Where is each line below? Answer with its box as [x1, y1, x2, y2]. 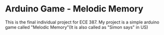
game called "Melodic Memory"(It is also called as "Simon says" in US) [5, 24, 148, 30]
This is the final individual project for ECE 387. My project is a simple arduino [5, 19, 160, 25]
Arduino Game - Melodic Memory [5, 3, 143, 14]
